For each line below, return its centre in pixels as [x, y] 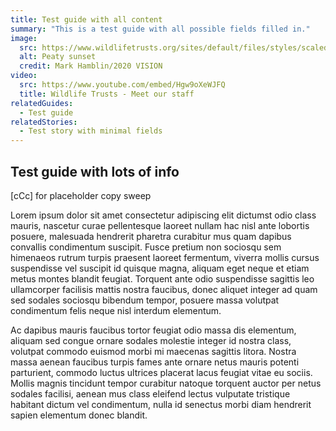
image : [24, 38]
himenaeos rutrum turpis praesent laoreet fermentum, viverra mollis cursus [165, 257]
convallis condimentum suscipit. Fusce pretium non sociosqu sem [146, 247]
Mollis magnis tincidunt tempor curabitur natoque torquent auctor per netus [166, 383]
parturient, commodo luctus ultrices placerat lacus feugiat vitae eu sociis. [161, 372]
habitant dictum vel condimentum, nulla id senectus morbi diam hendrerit [161, 404]
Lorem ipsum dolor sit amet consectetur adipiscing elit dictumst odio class [163, 215]
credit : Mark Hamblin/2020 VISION [91, 66]
